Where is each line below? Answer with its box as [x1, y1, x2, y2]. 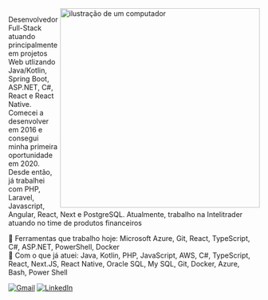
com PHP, [8, 184, 41, 194]
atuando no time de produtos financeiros [8, 219, 142, 227]
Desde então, [8, 168, 53, 176]
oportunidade [8, 151, 53, 160]
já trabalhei [8, 176, 45, 185]
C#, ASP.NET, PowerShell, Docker [8, 243, 120, 251]
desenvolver [8, 116, 49, 126]
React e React [8, 91, 54, 101]
